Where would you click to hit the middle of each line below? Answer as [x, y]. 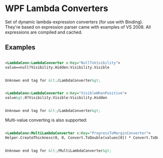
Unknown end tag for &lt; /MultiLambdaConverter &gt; [58, 151]
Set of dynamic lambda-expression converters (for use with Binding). [74, 22]
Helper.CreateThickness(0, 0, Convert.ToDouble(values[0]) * [68, 138]
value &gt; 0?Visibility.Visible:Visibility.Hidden [56, 98]
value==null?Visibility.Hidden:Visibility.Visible [57, 67]
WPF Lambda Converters [57, 8]
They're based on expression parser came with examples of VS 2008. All [78, 27]
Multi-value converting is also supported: [46, 120]
